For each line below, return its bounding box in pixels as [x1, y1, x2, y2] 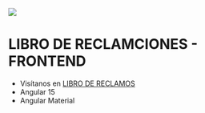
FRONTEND [8, 52, 86, 71]
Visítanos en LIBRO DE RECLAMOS [19, 79, 136, 88]
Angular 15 [19, 87, 56, 96]
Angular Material [19, 95, 75, 105]
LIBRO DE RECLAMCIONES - [8, 35, 199, 54]
